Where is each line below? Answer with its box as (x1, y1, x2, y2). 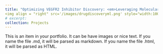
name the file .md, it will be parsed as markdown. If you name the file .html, (5, 39, 155, 44)
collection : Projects (5, 20, 49, 25)
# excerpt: (5, 16, 27, 21)
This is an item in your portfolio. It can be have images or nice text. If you (5, 33, 150, 39)
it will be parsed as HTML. (5, 43, 57, 49)
